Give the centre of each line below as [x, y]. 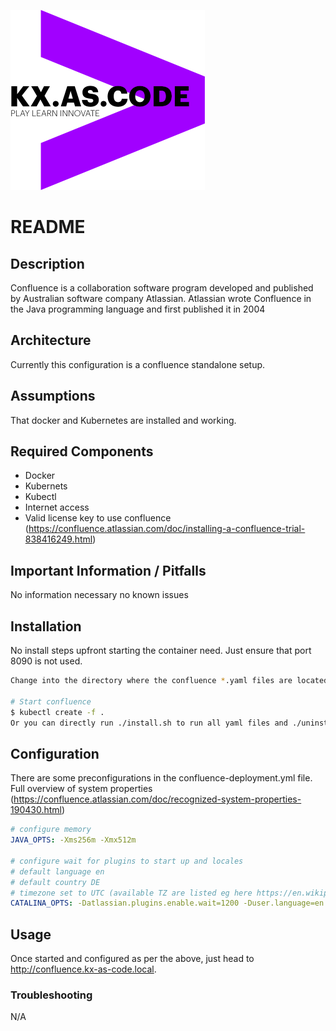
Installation [46, 626]
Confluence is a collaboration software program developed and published [162, 288]
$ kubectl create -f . [57, 712]
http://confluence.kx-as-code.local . [83, 969]
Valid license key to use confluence [98, 518]
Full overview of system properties [81, 789]
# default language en [57, 871]
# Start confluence [51, 701]
